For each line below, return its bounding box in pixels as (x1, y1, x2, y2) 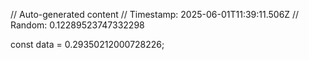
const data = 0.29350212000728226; (10, 39, 165, 50)
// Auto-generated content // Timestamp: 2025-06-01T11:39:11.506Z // (10, 9, 300, 20)
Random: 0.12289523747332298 (10, 19, 145, 31)
